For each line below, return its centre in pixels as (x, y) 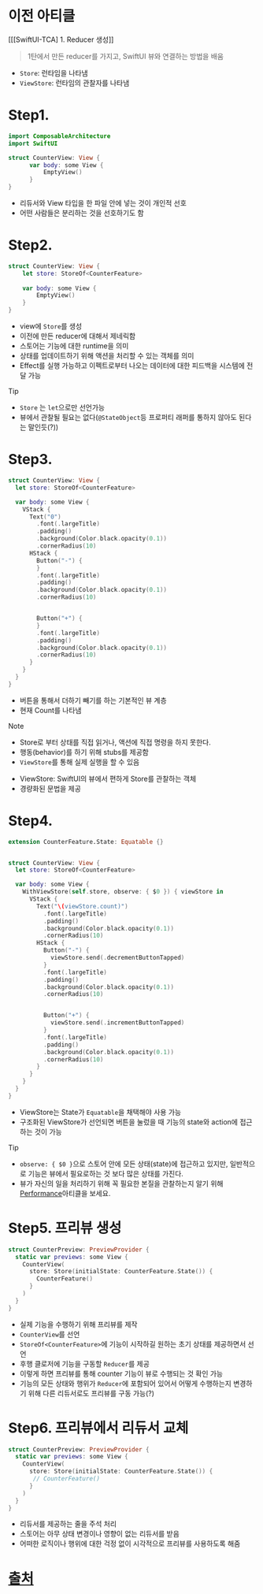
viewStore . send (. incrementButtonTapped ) (117, 1023)
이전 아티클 (42, 16)
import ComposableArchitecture (59, 136)
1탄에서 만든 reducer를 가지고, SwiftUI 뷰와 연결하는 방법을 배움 (126, 56)
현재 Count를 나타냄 (50, 710)
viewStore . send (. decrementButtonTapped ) (117, 958)
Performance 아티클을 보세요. (65, 1193)
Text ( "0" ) (45, 517)
